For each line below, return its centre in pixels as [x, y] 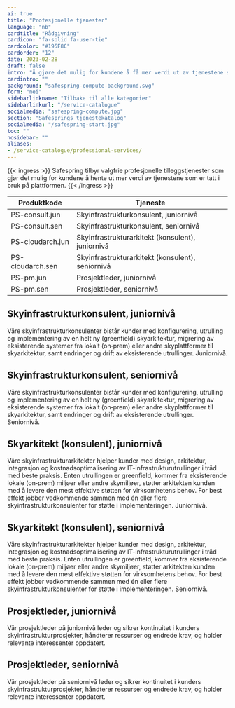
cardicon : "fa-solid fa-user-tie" [58, 40]
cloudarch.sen [34, 266]
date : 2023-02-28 [33, 60]
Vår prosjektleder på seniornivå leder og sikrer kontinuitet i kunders [104, 681]
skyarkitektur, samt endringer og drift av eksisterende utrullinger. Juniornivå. [117, 353]
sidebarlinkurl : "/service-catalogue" [64, 105]
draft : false [26, 66]
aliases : [20, 144]
